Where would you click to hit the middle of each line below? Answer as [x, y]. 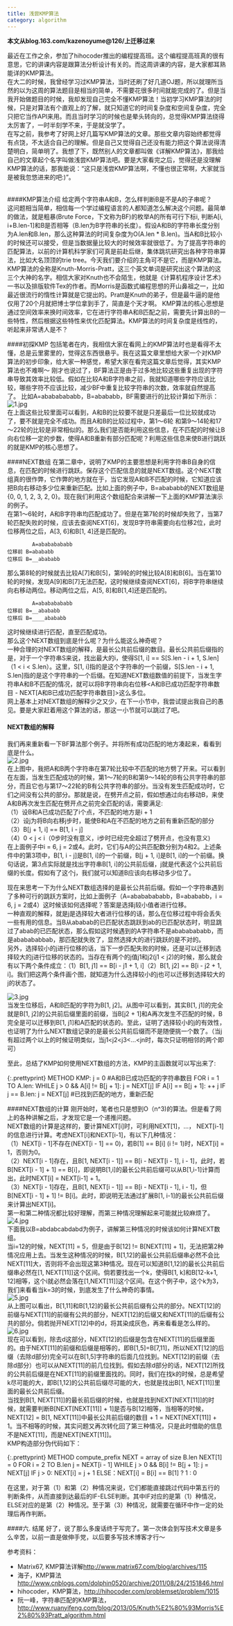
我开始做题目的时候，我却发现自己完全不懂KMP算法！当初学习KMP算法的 [112, 99]
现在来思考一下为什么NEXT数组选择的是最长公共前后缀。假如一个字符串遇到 [115, 887]
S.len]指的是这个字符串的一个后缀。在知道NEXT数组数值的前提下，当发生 [112, 675]
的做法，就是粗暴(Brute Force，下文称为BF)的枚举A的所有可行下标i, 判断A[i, [115, 217]
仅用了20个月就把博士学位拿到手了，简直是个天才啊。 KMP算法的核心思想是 [116, 303]
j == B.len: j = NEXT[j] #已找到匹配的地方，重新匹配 [80, 1093]
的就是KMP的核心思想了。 [44, 447]
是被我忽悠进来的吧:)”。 [41, 177]
